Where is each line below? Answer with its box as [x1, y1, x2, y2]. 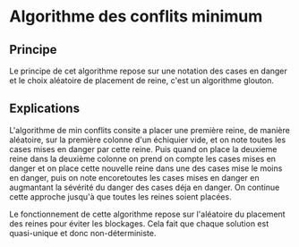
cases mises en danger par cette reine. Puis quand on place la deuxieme [9, 143, 278, 154]
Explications [9, 101, 81, 116]
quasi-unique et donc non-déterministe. [9, 227, 157, 238]
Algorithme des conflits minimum [9, 6, 263, 27]
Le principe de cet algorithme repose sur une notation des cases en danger [9, 65, 288, 76]
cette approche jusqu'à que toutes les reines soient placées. [9, 191, 232, 202]
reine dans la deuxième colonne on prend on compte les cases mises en [9, 153, 276, 164]
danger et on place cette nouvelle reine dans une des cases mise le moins [9, 163, 283, 174]
